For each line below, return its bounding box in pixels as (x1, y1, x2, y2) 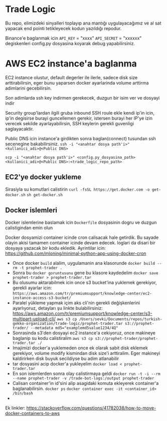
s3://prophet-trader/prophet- (95, 336, 158, 341)
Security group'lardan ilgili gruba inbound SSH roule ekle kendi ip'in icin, (5, 110, 154, 116)
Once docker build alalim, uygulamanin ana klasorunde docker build (12, 260, 155, 266)
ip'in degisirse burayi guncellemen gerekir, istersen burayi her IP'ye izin (5, 115, 153, 121)
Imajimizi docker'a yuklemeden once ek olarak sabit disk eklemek (12, 344, 148, 351)
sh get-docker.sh (27, 192, 63, 197)
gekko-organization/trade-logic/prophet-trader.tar (12, 321, 123, 326)
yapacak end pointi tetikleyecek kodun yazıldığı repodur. (5, 25, 122, 31)
